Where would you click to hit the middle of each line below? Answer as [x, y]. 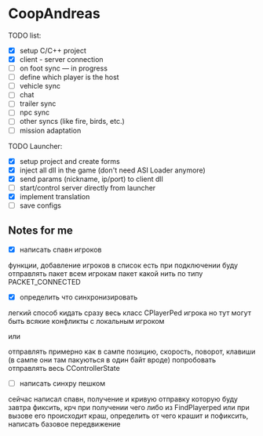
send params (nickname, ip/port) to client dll [91, 179]
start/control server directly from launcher [88, 187]
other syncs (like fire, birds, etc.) [72, 122]
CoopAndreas [54, 14]
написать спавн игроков [60, 249]
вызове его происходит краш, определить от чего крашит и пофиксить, [128, 416]
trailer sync [38, 104]
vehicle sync [40, 86]
